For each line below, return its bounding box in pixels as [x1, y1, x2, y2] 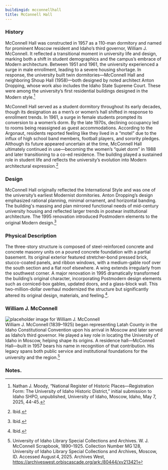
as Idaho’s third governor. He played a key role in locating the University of [5, 332, 158, 338]
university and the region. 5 [5, 354, 60, 360]
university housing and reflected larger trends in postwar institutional [5, 208, 147, 214]
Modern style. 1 [5, 93, 35, 100]
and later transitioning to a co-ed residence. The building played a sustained [5, 151, 162, 158]
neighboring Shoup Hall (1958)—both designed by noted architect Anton [5, 77, 154, 83]
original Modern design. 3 [5, 219, 56, 226]
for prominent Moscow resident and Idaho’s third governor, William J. [5, 45, 147, 51]
